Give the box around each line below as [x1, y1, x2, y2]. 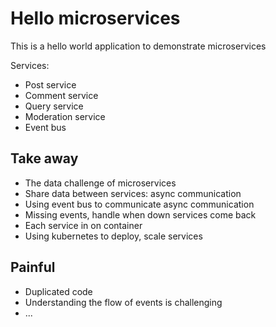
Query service [24, 100, 84, 112]
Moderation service [24, 110, 106, 122]
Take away [10, 150, 79, 167]
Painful [10, 259, 56, 276]
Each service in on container [24, 219, 143, 231]
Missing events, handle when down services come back [24, 208, 257, 221]
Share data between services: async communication [24, 187, 242, 199]
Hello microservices [10, 7, 181, 30]
